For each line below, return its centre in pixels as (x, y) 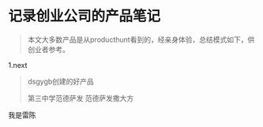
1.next (18, 65)
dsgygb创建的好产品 (61, 81)
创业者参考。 (48, 49)
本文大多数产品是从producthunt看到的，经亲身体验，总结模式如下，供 (141, 39)
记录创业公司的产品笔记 (85, 16)
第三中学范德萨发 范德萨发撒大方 (81, 98)
